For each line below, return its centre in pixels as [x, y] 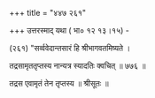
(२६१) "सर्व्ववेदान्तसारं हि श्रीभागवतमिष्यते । [70, 48]
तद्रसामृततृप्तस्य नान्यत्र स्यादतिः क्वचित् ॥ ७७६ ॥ [77, 66]
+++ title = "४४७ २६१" [48, 13]
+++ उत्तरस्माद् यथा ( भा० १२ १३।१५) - [70, 30]
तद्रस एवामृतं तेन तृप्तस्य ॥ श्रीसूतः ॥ [59, 83]
